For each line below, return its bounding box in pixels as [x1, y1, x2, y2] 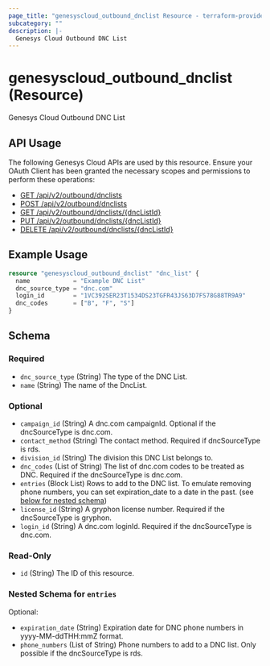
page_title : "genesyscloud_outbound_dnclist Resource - [8, 11, 199, 20]
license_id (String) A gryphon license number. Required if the [19, 505, 225, 514]
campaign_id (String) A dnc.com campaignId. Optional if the [19, 418, 216, 428]
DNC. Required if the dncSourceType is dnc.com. [19, 470, 183, 480]
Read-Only [8, 550, 52, 561]
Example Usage [8, 248, 88, 262]
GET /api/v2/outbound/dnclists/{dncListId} [19, 207, 162, 217]
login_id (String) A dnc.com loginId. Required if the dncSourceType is [19, 522, 252, 531]
